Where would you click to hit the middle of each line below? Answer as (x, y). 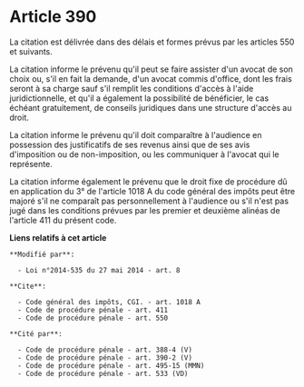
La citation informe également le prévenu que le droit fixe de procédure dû (148, 181)
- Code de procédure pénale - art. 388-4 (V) (105, 350)
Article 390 (53, 17)
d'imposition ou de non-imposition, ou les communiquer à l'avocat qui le (144, 154)
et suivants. (31, 51)
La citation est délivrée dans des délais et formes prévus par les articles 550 (152, 42)
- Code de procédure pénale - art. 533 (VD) (103, 373)
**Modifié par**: (42, 254)
